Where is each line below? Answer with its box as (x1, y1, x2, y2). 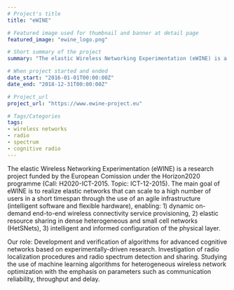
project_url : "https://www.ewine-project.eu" (7, 99, 142, 107)
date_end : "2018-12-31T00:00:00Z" (7, 81, 109, 88)
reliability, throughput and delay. (7, 275, 100, 283)
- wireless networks (7, 125, 68, 133)
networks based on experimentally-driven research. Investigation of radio (7, 244, 219, 253)
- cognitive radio (7, 145, 61, 152)
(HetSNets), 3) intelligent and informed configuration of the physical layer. (7, 223, 221, 232)
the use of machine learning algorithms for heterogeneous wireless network (7, 260, 226, 268)
